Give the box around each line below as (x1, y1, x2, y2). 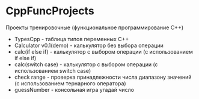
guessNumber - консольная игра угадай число (14, 86, 135, 93)
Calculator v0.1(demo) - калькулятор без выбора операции (14, 42, 164, 49)
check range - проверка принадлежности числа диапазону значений (14, 73, 192, 81)
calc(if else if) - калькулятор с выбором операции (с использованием (14, 48, 193, 55)
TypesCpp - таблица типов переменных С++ (14, 35, 129, 42)
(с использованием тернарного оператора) (14, 79, 127, 87)
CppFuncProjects (5, 4, 94, 18)
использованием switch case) (14, 67, 91, 74)
